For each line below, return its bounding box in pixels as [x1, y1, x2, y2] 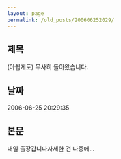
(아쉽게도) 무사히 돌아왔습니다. [7, 63, 89, 71]
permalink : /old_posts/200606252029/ [7, 16, 115, 23]
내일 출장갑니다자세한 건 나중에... [7, 145, 95, 153]
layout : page [7, 10, 44, 17]
